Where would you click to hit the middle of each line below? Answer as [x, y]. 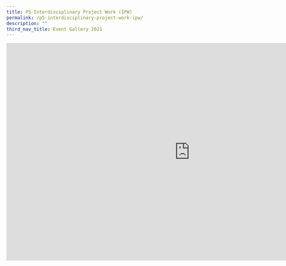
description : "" [27, 23]
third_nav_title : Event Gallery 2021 [54, 29]
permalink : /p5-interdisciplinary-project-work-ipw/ [75, 18]
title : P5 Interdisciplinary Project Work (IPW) [69, 12]
